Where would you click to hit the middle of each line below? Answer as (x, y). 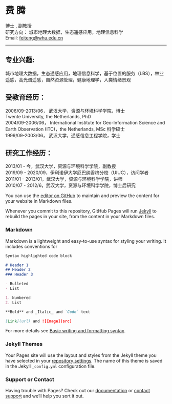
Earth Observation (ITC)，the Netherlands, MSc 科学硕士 (65, 129)
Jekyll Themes (24, 344)
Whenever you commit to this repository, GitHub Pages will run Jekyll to (81, 211)
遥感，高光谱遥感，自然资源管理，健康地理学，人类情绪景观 (68, 79)
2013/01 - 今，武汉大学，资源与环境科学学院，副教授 (61, 166)
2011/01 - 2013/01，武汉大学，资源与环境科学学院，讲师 (64, 179)
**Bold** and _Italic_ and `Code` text (48, 312)
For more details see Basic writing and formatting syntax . (66, 331)
